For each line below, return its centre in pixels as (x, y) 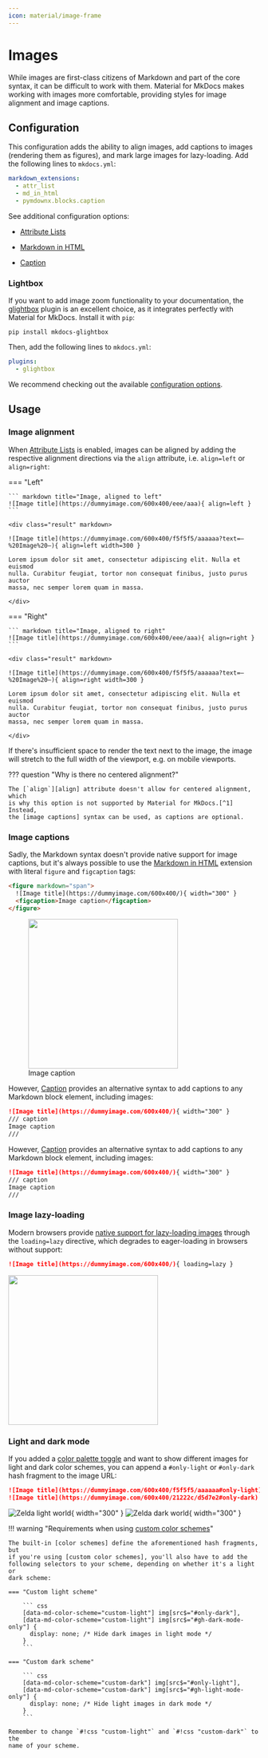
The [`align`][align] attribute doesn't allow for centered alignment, (130, 789)
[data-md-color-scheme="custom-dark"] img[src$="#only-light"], (132, 1683)
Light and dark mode (49, 1441)
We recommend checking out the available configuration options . (116, 384)
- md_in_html (37, 194)
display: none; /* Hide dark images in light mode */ (121, 1633)
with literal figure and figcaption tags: (72, 871)
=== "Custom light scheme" (53, 1592)
